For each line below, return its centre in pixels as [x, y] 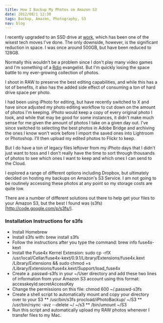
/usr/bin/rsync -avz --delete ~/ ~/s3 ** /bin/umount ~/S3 [69, 304]
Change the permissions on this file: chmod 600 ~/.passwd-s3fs [77, 289]
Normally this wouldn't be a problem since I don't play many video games [79, 62]
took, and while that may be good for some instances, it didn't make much [80, 117]
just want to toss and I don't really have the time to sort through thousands [80, 153]
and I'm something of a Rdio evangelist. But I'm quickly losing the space [77, 68]
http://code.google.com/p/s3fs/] [39, 208]
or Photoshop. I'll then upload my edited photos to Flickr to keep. [70, 138]
